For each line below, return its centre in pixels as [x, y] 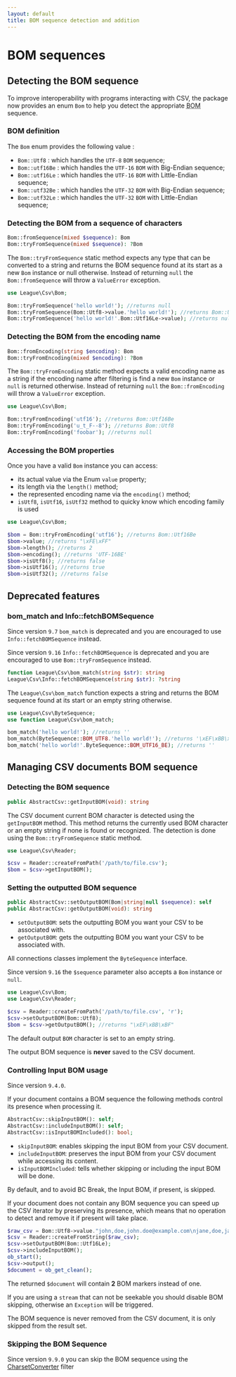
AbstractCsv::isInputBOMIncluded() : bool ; [70, 1132]
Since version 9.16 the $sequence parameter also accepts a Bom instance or [115, 972]
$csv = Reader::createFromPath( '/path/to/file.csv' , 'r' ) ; [96, 1011]
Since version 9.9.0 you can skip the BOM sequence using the [98, 1359]
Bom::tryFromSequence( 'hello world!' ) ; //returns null [89, 306]
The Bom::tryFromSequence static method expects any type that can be [109, 257]
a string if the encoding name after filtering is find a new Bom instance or [111, 379]
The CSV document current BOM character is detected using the [101, 815]
